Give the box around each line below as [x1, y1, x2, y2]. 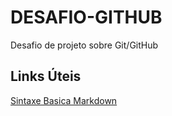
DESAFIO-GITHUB [10, 6, 163, 29]
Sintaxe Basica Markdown [10, 94, 118, 106]
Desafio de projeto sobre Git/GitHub [10, 39, 159, 51]
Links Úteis [10, 68, 82, 85]
